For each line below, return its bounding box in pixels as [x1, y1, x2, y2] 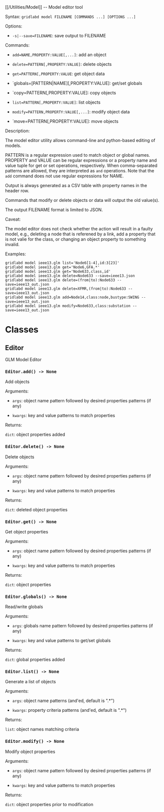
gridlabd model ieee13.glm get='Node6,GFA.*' [5, 265, 100, 270]
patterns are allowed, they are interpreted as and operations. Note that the [5, 168, 155, 173]
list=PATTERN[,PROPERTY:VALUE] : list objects [12, 99, 101, 105]
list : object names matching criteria [5, 727, 80, 732]
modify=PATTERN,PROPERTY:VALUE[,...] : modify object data [12, 109, 130, 114]
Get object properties [5, 529, 48, 534]
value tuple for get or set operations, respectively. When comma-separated [5, 163, 158, 168]
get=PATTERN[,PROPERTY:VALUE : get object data [12, 71, 105, 77]
